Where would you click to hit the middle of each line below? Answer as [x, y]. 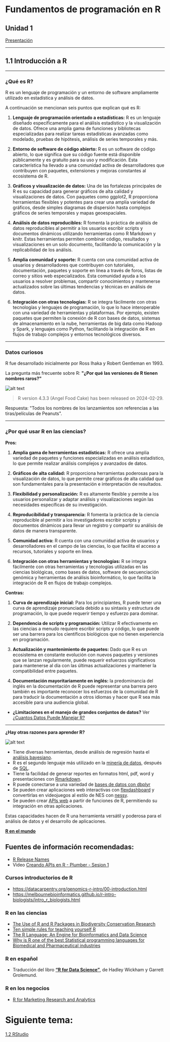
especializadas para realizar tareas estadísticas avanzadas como [80, 134]
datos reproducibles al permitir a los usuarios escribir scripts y [78, 228]
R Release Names [31, 859]
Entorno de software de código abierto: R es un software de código [84, 149]
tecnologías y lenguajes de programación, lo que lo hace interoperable [86, 307]
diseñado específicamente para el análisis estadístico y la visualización [87, 123]
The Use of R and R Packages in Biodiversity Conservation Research [84, 924]
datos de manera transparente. [45, 530]
